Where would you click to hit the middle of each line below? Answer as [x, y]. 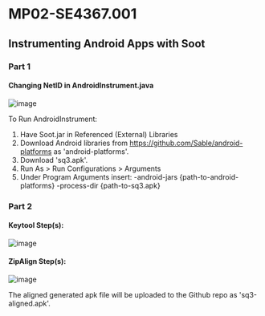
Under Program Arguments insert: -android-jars [99, 176]
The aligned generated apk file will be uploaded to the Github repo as [123, 295]
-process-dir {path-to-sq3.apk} [108, 185]
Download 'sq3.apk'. [54, 160]
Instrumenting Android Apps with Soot [107, 44]
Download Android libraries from [74, 143]
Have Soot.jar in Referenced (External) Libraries [99, 134]
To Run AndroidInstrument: [53, 119]
